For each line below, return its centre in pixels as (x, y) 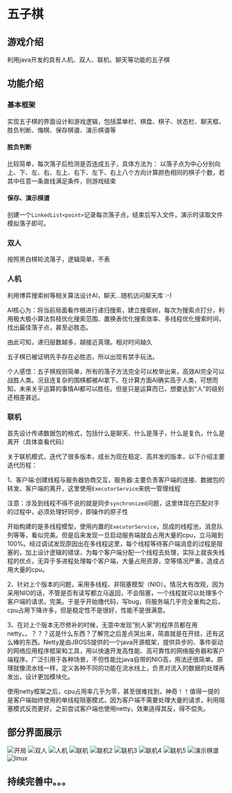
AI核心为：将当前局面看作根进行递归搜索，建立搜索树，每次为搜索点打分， (113, 310)
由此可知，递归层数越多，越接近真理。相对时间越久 (80, 342)
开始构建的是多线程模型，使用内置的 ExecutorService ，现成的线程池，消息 (112, 526)
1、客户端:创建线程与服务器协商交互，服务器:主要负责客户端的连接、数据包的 (116, 479)
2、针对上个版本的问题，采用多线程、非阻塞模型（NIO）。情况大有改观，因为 (116, 584)
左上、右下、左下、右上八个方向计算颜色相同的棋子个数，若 (140, 172)
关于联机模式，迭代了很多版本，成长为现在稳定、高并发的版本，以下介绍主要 (116, 456)
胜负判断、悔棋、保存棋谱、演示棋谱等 (61, 130)
